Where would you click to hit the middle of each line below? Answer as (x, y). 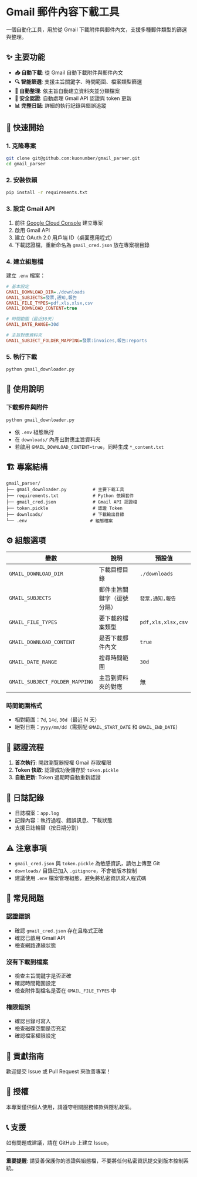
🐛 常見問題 (25, 898)
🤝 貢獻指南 (25, 1056)
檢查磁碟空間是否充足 (40, 1028)
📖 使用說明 (25, 389)
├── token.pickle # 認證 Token (64, 509)
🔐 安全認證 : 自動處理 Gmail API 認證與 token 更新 (73, 98)
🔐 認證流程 (25, 747)
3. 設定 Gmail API (30, 209)
